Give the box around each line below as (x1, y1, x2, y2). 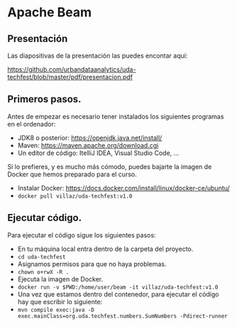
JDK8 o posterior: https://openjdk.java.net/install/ (17, 133, 162, 142)
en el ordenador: (7, 119, 56, 128)
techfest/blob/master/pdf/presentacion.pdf (7, 73, 133, 81)
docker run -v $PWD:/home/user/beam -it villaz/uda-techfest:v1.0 (17, 284, 219, 291)
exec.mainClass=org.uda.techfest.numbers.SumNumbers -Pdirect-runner (17, 312, 228, 320)
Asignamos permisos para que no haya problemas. (17, 259, 167, 268)
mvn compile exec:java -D (17, 306, 94, 313)
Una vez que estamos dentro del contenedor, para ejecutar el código (17, 289, 219, 299)
